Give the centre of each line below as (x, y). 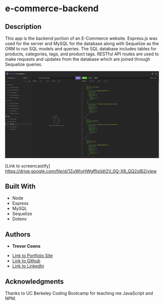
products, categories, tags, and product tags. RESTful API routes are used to (82, 54)
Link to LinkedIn (28, 266)
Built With (20, 186)
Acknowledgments (35, 281)
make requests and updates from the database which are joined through (78, 59)
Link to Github (26, 261)
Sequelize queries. (24, 64)
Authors (18, 234)
